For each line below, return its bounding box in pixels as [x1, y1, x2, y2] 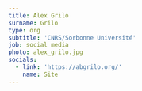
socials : [8, 56, 37, 64]
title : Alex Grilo [8, 11, 69, 20]
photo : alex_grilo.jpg [8, 48, 83, 56]
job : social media [8, 41, 69, 49]
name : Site [22, 70, 59, 78]
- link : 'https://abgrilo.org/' [15, 63, 123, 71]
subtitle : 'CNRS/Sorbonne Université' [8, 33, 136, 42]
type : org [8, 26, 41, 34]
